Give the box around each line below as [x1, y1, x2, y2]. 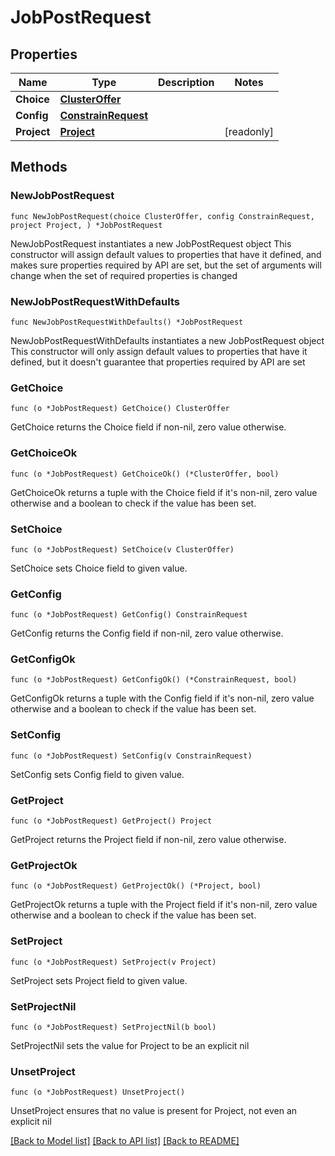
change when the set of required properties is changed [10, 269, 238, 281]
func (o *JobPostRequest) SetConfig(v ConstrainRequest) [10, 751, 253, 761]
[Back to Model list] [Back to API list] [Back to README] [10, 1135, 240, 1147]
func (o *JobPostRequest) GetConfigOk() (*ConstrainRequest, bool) [10, 675, 298, 685]
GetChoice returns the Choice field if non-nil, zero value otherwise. [10, 421, 287, 433]
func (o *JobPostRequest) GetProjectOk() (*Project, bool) [10, 881, 262, 891]
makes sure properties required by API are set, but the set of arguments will [10, 259, 322, 271]
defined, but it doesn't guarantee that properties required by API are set [10, 356, 306, 368]
